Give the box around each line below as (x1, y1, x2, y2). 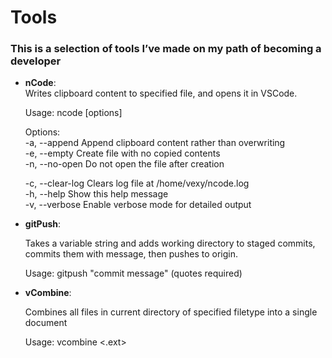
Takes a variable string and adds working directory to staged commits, (24, 237, 316, 250)
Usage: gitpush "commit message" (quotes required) (24, 267, 243, 280)
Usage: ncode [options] (24, 107, 123, 119)
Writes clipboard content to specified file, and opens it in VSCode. (24, 87, 298, 100)
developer (10, 54, 62, 68)
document (24, 317, 68, 329)
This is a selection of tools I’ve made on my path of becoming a (10, 42, 322, 56)
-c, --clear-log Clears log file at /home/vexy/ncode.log (24, 177, 250, 190)
